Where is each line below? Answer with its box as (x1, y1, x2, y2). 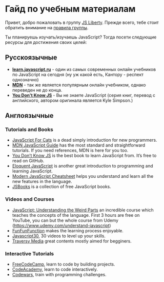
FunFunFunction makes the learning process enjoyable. (12, 227, 123, 233)
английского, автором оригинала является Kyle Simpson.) (12, 97, 133, 103)
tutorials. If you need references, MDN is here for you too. (12, 148, 128, 153)
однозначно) (12, 76, 39, 82)
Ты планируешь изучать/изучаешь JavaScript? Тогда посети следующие (5, 34, 157, 40)
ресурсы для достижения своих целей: (5, 39, 87, 45)
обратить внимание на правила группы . (5, 24, 89, 30)
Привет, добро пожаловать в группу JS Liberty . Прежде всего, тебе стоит (5, 19, 159, 25)
